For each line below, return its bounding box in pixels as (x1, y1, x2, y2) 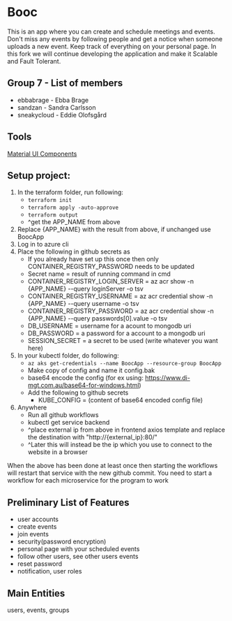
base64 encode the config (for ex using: (27, 374, 144, 382)
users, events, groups (7, 606, 70, 614)
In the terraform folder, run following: (17, 188, 124, 196)
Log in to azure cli (17, 240, 69, 249)
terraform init (27, 197, 72, 204)
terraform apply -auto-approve (27, 204, 119, 212)
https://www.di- (145, 374, 190, 382)
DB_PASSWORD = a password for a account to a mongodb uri (27, 329, 206, 337)
